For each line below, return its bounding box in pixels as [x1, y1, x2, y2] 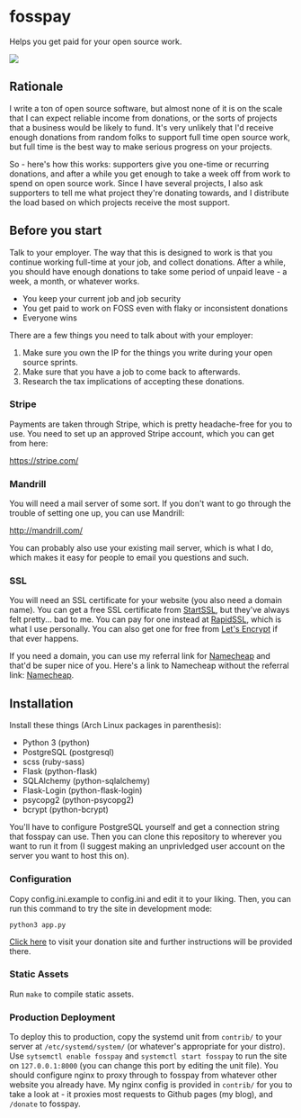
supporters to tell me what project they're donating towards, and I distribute [9, 187, 289, 198]
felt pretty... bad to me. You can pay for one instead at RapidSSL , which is [9, 614, 282, 625]
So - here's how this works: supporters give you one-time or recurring [9, 158, 270, 169]
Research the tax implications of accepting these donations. [22, 375, 245, 386]
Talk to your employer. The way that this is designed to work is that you [9, 247, 273, 257]
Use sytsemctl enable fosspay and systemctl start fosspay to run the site [9, 1050, 288, 1061]
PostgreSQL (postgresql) [22, 747, 115, 758]
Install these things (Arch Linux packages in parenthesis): [9, 720, 222, 731]
